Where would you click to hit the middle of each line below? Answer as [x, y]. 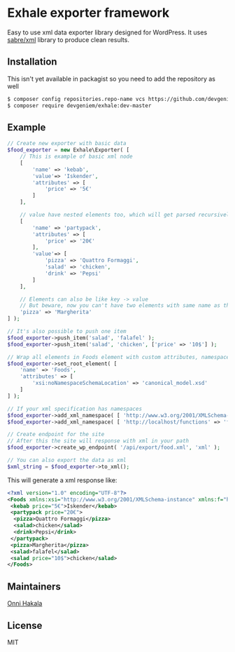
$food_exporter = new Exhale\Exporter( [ [69, 150]
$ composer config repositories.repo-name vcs [76, 99]
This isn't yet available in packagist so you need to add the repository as [111, 79]
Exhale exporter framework [88, 13]
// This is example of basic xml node [76, 157]
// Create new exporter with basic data [67, 144]
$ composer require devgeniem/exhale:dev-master [79, 106]
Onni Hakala [25, 604]
